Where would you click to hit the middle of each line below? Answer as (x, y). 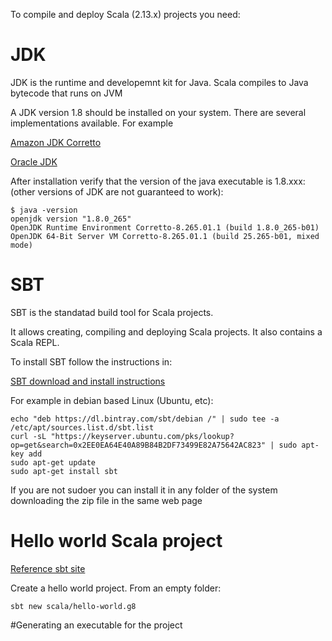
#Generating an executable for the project (96, 625)
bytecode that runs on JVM (66, 93)
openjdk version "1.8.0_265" (71, 219)
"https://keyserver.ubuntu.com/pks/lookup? (142, 436)
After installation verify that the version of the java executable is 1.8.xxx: (158, 181)
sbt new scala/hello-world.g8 (73, 606)
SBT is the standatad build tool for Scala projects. (112, 312)
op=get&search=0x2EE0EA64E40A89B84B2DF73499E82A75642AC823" (138, 445)
